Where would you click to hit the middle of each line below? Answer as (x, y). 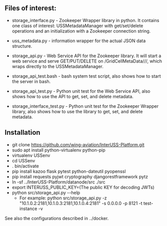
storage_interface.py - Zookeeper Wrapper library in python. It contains (85, 20)
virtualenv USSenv (31, 155)
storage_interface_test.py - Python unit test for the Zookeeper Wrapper (85, 106)
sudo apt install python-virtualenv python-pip (58, 150)
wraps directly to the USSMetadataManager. (57, 66)
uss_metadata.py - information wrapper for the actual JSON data (79, 41)
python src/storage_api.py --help (46, 192)
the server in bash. (31, 81)
